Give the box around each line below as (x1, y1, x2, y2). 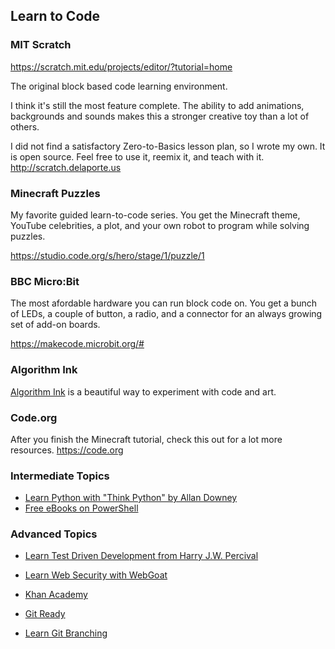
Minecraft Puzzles (10, 186, 101, 200)
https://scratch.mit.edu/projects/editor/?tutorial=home (10, 60, 233, 73)
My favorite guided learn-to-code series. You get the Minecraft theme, (10, 209, 301, 221)
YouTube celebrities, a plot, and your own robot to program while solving (10, 219, 310, 231)
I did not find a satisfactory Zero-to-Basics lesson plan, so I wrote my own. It (10, 140, 326, 152)
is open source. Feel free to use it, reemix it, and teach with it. (10, 150, 265, 163)
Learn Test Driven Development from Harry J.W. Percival (24, 550, 259, 562)
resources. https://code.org (10, 444, 124, 456)
